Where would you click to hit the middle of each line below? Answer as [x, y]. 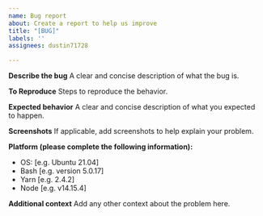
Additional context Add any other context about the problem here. [119, 204]
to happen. [26, 116]
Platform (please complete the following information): [101, 147]
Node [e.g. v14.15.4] [53, 188]
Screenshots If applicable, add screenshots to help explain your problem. [131, 131]
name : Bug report [38, 16]
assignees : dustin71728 [49, 46]
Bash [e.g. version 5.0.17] [62, 171]
